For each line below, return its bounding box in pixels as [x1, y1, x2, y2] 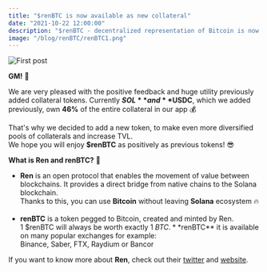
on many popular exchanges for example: [19, 231, 157, 241]
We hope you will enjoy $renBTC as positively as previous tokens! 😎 [8, 140, 234, 150]
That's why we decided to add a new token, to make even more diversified [8, 123, 254, 133]
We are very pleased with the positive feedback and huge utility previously [8, 87, 254, 97]
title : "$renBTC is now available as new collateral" [8, 11, 192, 20]
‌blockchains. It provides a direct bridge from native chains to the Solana [19, 179, 257, 189]
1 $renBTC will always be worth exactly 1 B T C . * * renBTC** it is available [19, 222, 260, 232]
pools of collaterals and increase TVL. [8, 131, 133, 141]
